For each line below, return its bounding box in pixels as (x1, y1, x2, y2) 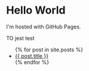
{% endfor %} (14, 59, 50, 66)
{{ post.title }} (14, 52, 49, 59)
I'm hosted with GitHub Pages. (6, 23, 81, 30)
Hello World (6, 4, 66, 17)
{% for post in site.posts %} (14, 46, 84, 53)
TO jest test (6, 34, 35, 41)
